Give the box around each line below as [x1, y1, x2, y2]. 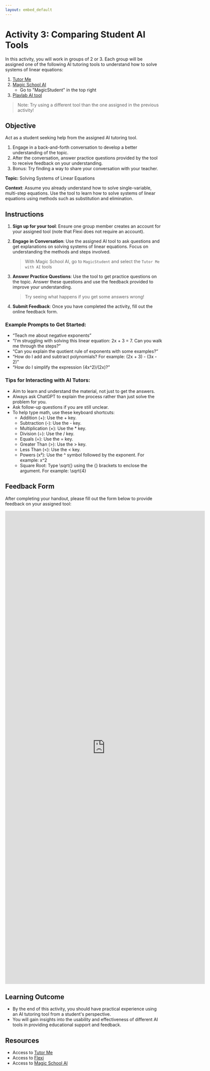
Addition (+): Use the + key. [19, 415, 77, 421]
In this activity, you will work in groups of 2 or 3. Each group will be [5, 56, 143, 62]
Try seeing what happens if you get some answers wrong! [24, 294, 145, 300]
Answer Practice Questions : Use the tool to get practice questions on [12, 273, 157, 279]
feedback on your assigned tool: [5, 501, 72, 507]
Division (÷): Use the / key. [19, 430, 75, 437]
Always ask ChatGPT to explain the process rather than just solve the [12, 393, 155, 399]
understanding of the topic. [12, 150, 69, 156]
